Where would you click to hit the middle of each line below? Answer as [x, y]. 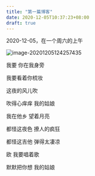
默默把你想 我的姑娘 [30, 167]
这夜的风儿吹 [22, 91]
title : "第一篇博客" [29, 12]
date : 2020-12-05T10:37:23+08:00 [48, 17]
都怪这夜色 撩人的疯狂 [33, 129]
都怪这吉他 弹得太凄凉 [33, 142]
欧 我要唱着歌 [23, 154]
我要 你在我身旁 [25, 65]
